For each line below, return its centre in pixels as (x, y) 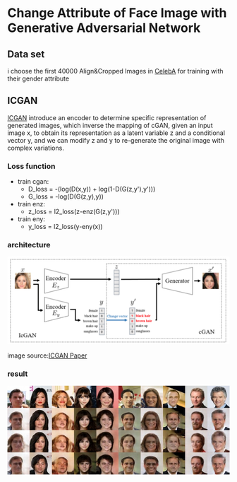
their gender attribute (38, 78)
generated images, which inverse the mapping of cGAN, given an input (110, 125)
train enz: (31, 204)
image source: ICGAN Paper (47, 355)
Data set (26, 54)
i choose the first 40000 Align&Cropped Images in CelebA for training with (115, 71)
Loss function (31, 166)
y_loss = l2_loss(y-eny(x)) (66, 227)
